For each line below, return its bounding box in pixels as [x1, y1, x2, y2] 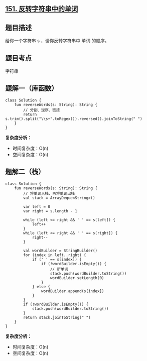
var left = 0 [23, 204, 51, 209]
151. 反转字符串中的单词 [5, 5, 78, 14]
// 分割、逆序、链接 [23, 107, 60, 112]
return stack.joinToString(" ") [23, 315, 91, 320]
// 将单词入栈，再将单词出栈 [23, 191, 75, 196]
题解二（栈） [5, 168, 45, 176]
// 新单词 [50, 267, 69, 272]
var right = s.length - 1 [23, 208, 78, 213]
